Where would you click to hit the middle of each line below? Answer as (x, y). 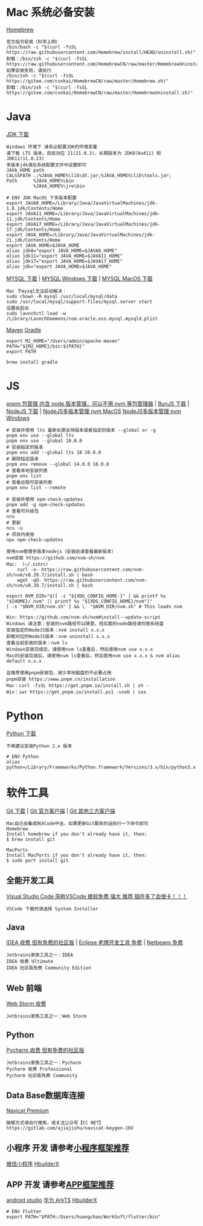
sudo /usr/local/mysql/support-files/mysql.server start (79, 302)
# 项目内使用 (20, 534)
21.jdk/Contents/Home (34, 240)
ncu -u (14, 528)
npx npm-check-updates (35, 540)
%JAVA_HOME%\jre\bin (59, 186)
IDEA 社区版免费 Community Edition (49, 968)
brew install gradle (32, 362)
